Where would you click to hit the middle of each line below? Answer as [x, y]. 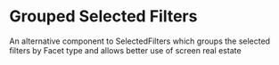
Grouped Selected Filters [103, 16]
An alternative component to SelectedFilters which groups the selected [139, 41]
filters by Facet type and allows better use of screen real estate [126, 50]
